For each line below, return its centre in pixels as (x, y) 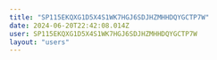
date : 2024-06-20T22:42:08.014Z (69, 26)
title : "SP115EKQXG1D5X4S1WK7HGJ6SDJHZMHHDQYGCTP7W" (109, 17)
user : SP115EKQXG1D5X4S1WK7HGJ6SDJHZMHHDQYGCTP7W (104, 34)
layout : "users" (39, 42)
